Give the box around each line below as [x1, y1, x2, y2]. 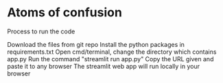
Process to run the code [7, 27, 75, 35]
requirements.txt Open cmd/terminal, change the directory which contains [7, 48, 217, 56]
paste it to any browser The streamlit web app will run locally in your [7, 62, 200, 70]
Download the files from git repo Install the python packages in [7, 40, 185, 48]
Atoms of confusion [7, 5, 122, 20]
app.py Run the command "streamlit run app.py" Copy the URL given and [7, 54, 214, 63]
